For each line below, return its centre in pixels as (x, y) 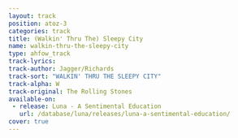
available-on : (32, 99)
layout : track (32, 16)
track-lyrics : (32, 62)
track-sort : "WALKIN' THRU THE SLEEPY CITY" (85, 76)
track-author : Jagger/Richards (61, 69)
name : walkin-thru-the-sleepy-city (69, 46)
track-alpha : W (34, 84)
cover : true (28, 122)
